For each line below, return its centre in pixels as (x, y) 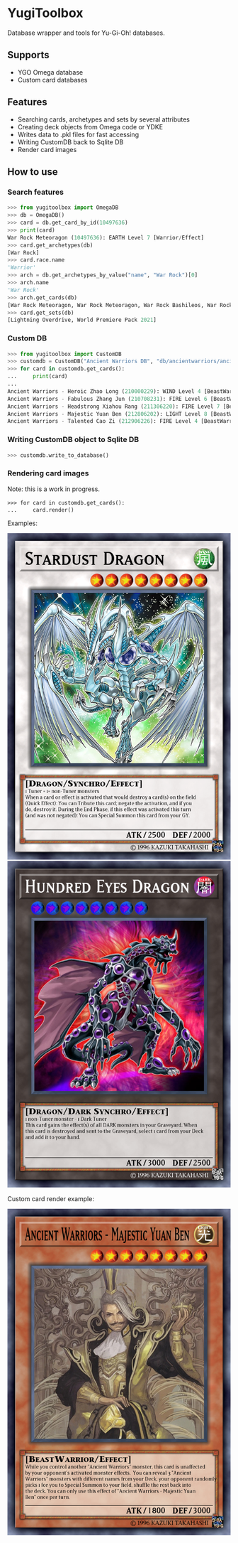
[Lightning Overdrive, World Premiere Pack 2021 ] (82, 320)
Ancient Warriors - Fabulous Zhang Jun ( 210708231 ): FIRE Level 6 (107, 399)
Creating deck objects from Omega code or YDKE (90, 127)
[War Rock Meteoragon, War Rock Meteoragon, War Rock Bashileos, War (112, 305)
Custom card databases (52, 80)
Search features (35, 192)
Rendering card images (48, 473)
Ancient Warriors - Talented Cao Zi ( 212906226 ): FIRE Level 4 (103, 421)
